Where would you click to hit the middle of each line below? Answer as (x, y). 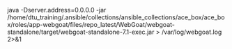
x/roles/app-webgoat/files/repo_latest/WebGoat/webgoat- (91, 24)
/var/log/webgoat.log (192, 32)
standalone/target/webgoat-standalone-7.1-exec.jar (81, 32)
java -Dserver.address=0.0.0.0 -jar (57, 10)
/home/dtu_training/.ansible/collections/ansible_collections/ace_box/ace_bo (116, 17)
